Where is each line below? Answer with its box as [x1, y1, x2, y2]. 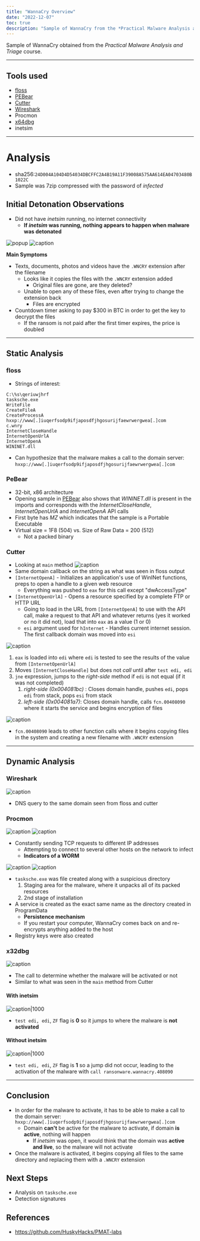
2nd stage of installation [23, 894, 83, 902]
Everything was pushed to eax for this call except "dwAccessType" [23, 587, 187, 594]
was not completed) [14, 679, 64, 686]
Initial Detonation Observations [6, 199, 124, 210]
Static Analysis [6, 349, 64, 359]
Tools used [6, 71, 48, 81]
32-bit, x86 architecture [14, 489, 74, 496]
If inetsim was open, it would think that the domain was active [32, 1137, 185, 1144]
